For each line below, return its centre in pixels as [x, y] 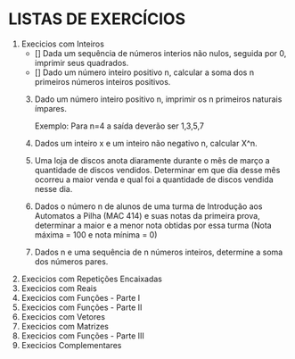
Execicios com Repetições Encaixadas [91, 279]
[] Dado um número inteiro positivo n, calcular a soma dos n [144, 72]
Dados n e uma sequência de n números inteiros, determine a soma [159, 252]
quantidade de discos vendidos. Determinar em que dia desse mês [157, 170]
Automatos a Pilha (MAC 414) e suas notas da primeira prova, [147, 215]
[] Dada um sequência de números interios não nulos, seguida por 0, [160, 53]
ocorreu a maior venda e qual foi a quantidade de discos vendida [154, 179]
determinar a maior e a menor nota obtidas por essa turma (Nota [153, 225]
